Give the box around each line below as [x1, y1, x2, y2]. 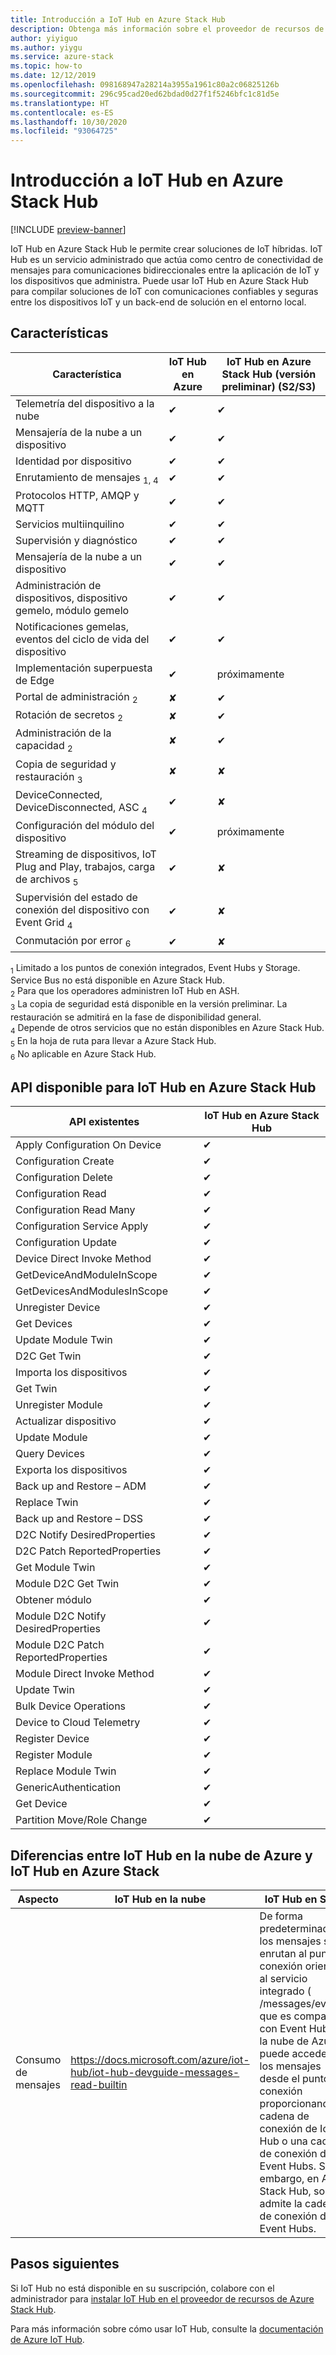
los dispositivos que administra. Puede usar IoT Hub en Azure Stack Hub [10, 275, 309, 287]
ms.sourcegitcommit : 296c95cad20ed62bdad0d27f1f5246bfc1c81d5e [10, 89, 280, 99]
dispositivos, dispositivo [15, 591, 128, 605]
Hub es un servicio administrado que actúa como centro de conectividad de [10, 254, 324, 266]
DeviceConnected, [15, 787, 103, 801]
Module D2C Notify [15, 1609, 107, 1623]
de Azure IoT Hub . [10, 2333, 85, 2345]
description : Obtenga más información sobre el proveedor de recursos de [10, 24, 325, 34]
